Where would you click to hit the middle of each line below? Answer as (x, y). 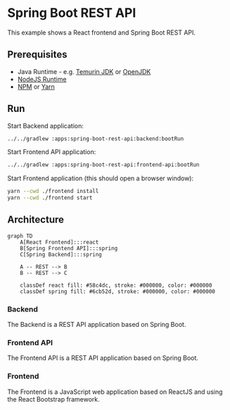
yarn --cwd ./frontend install (53, 192)
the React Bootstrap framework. (53, 399)
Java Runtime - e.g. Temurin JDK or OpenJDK (84, 71)
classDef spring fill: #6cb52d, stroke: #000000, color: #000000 (118, 291)
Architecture (36, 220)
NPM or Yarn (36, 87)
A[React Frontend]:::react (59, 242)
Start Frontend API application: (52, 152)
